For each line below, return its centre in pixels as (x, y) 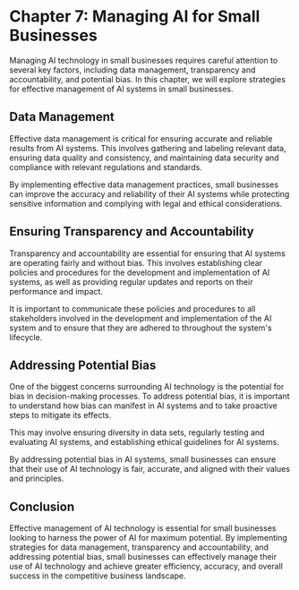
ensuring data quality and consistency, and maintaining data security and (144, 158)
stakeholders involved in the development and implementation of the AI (141, 318)
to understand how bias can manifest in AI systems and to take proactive (143, 406)
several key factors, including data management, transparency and (132, 70)
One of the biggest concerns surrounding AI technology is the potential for (147, 387)
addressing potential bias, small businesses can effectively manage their (143, 557)
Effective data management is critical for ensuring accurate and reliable (141, 138)
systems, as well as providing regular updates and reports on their (131, 282)
